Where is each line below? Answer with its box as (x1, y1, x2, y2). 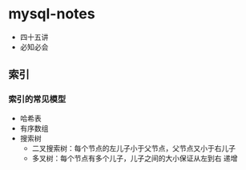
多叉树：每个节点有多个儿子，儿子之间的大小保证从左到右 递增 (31, 153, 238, 163)
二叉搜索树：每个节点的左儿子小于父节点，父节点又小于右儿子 (31, 143, 236, 152)
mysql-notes (8, 5, 95, 23)
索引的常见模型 (8, 93, 67, 105)
